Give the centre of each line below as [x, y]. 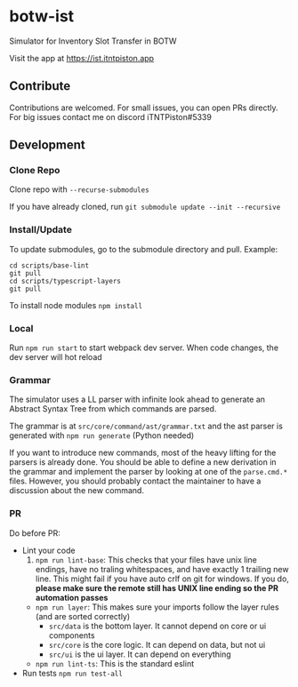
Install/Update [41, 230]
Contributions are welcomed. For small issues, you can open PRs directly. [144, 108]
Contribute [40, 86]
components [72, 635]
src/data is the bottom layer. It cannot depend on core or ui [157, 626]
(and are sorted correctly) [83, 616]
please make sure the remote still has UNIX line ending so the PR [157, 587]
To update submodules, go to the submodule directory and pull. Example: [144, 249]
